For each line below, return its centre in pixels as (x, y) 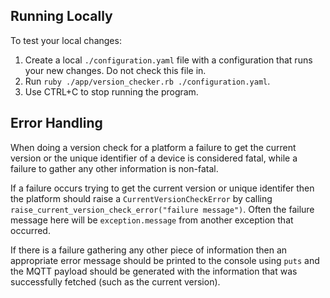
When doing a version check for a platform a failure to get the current (153, 147)
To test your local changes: (66, 40)
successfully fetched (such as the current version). (115, 281)
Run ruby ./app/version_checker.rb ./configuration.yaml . (147, 81)
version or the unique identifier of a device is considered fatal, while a (154, 158)
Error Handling (56, 123)
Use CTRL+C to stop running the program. (111, 91)
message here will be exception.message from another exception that (152, 220)
